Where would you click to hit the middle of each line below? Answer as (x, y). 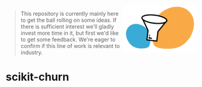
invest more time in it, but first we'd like (69, 33)
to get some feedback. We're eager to (68, 40)
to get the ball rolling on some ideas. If (68, 20)
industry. (32, 52)
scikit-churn (37, 77)
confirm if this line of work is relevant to (70, 46)
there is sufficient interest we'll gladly (67, 26)
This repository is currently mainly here (69, 14)
